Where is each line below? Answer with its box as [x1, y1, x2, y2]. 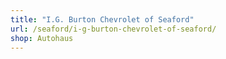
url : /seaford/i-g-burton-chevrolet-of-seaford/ [10, 24, 217, 34]
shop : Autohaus [10, 33, 74, 43]
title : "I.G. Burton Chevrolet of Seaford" [10, 14, 195, 25]
